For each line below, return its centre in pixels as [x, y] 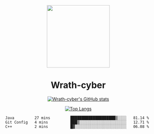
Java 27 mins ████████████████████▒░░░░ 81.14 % [77, 118]
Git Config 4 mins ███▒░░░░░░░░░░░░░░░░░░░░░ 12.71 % [77, 122]
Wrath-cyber [78, 85]
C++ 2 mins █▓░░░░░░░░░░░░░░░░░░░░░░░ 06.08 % [77, 126]
